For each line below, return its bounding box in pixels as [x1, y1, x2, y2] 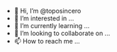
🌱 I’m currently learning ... [13, 22, 90, 30]
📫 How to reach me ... [13, 37, 80, 45]
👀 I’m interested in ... [13, 14, 74, 22]
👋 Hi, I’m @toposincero [13, 7, 82, 15]
